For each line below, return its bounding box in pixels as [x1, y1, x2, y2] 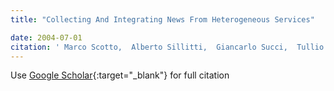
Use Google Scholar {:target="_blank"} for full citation [10, 69, 230, 81]
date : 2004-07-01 [10, 32, 83, 43]
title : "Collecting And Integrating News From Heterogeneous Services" [10, 14, 315, 25]
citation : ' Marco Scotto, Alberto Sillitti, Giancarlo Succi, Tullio [10, 42, 325, 52]
